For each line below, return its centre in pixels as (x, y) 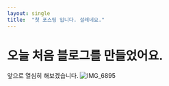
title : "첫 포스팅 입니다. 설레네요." (56, 20)
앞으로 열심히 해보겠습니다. (43, 76)
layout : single (29, 13)
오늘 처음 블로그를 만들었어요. (85, 56)
